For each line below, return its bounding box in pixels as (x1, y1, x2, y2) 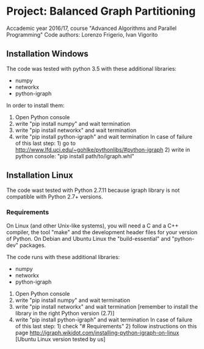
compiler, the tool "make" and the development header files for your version (6, 228, 198, 236)
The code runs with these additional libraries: (6, 253, 120, 260)
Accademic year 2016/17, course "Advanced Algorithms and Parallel (6, 24, 177, 32)
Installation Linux (6, 170, 73, 181)
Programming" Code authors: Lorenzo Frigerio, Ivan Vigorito (6, 31, 158, 38)
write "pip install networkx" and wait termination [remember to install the (15, 303, 199, 310)
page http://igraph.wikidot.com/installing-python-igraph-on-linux (15, 329, 180, 336)
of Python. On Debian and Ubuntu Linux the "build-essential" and (6, 235, 171, 242)
